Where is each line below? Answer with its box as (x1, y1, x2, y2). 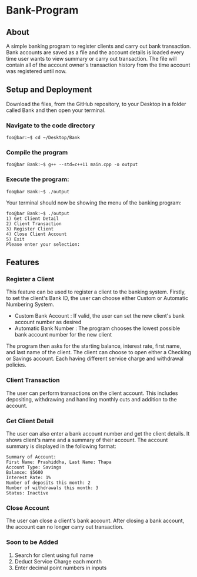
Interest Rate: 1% (6, 474, 51, 480)
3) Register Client (6, 226, 54, 232)
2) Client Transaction (6, 220, 62, 227)
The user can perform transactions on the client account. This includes (6, 390, 178, 397)
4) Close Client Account (6, 231, 67, 237)
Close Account (6, 503, 49, 512)
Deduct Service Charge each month (14, 558, 102, 565)
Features (6, 258, 39, 268)
